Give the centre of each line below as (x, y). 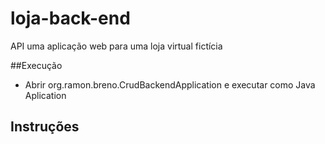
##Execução (36, 65)
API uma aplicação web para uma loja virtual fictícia (116, 46)
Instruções (45, 127)
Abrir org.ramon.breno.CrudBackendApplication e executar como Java (170, 84)
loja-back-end (70, 18)
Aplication (45, 95)
